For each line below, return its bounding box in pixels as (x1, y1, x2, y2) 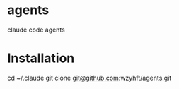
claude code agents (7, 25, 65, 34)
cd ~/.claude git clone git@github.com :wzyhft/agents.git (7, 73, 172, 82)
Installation (7, 50, 75, 66)
